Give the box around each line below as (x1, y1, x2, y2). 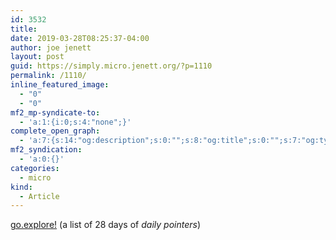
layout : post (10, 52, 65, 62)
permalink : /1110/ (10, 71, 87, 81)
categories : (10, 163, 60, 173)
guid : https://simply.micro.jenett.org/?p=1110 (10, 61, 213, 71)
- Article (19, 191, 60, 201)
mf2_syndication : (10, 145, 83, 155)
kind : (10, 182, 33, 192)
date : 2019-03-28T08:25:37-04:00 (10, 33, 150, 43)
